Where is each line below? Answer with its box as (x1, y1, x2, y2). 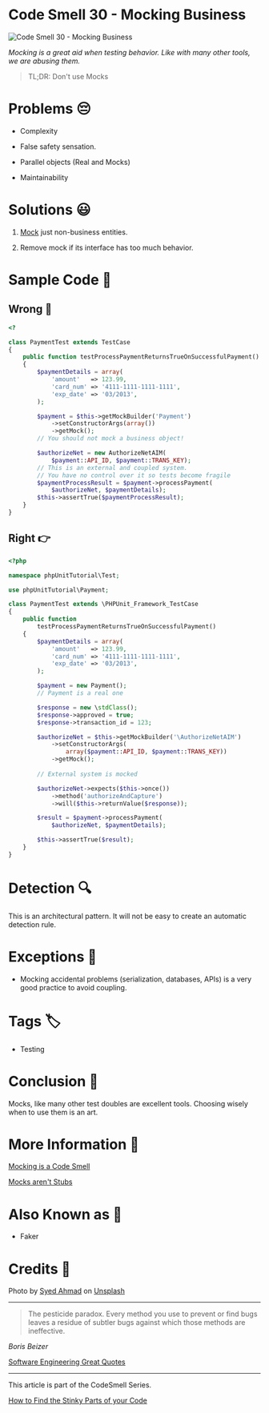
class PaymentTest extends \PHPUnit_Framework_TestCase (8, 600, 199, 608)
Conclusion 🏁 (8, 1072, 98, 1090)
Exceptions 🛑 (8, 947, 98, 965)
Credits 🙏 (8, 1259, 71, 1278)
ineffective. (27, 1327, 66, 1336)
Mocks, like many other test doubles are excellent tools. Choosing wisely (8, 1098, 248, 1108)
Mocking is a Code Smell (8, 1162, 90, 1171)
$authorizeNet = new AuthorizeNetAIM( (37, 449, 167, 457)
